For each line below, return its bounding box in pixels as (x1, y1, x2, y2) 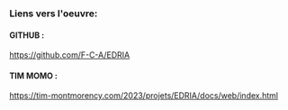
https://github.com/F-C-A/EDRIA (9, 50, 130, 60)
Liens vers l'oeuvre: (9, 7, 98, 20)
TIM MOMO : (9, 70, 58, 81)
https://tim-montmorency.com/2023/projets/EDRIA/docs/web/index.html (9, 90, 279, 101)
